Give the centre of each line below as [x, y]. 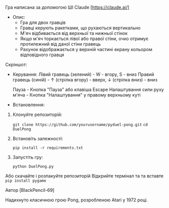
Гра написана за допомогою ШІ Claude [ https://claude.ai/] [67, 7]
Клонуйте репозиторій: [37, 114]
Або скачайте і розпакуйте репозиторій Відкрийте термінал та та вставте [85, 176]
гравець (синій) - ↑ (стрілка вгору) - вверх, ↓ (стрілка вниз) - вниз [85, 80]
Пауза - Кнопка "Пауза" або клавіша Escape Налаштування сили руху [88, 90]
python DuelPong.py [33, 167]
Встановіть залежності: [38, 138]
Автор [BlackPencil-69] [30, 190]
